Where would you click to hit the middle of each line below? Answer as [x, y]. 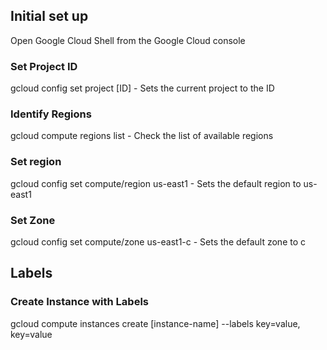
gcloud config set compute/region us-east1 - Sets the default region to [156, 183]
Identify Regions [51, 114]
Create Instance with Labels [79, 302]
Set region [36, 162]
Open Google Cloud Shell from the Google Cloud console [128, 40]
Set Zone [33, 220]
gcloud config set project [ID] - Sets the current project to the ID [142, 88]
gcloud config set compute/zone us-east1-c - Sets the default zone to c [158, 242]
